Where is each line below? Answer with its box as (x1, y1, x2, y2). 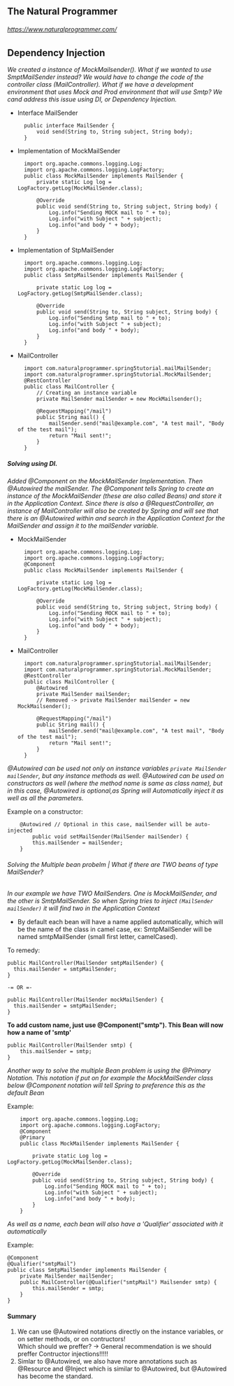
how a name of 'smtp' (7, 1028, 72, 1037)
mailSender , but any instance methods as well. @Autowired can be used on (7, 771, 225, 779)
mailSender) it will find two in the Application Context (7, 904, 160, 912)
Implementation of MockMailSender (17, 147, 121, 155)
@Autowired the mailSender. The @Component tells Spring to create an (7, 484, 214, 493)
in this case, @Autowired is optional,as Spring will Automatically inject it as (7, 786, 224, 795)
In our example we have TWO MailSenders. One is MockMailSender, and (7, 889, 217, 898)
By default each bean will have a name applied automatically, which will (17, 918, 224, 926)
